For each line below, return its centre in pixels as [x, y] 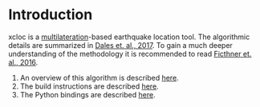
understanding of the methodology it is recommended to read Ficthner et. [130, 53]
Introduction [51, 15]
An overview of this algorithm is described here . [99, 77]
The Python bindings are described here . [87, 94]
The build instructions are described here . [89, 86]
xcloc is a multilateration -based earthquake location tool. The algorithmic [129, 37]
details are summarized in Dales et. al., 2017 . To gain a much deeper [120, 45]
